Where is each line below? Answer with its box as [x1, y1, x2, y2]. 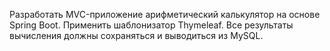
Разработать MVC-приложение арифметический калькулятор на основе [9, 9, 321, 20]
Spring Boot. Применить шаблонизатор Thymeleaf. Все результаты [9, 19, 294, 31]
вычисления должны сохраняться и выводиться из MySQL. [9, 30, 264, 41]
